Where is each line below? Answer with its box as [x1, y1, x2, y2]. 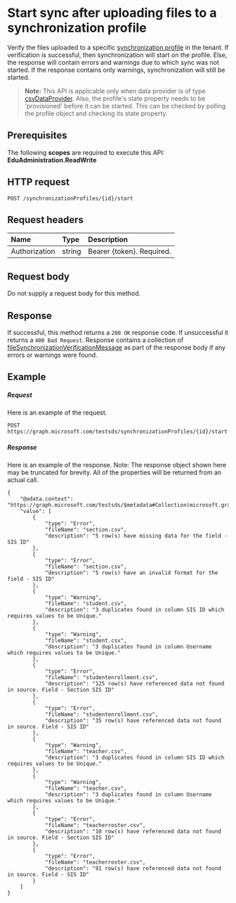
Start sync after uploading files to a [7, 5, 217, 21]
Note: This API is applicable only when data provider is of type [24, 87, 206, 95]
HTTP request [7, 176, 70, 188]
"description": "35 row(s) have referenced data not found [44, 717, 221, 724]
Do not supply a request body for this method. [7, 289, 141, 298]
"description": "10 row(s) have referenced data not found [44, 828, 221, 835]
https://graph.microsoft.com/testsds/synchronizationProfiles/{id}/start [7, 428, 228, 436]
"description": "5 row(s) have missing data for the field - [44, 533, 228, 540]
